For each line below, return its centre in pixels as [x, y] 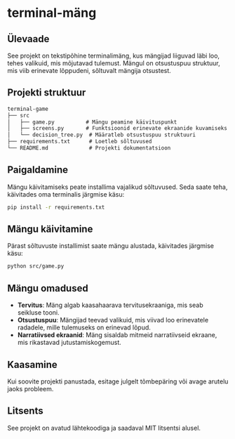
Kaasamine [32, 364]
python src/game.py [36, 266]
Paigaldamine [38, 170]
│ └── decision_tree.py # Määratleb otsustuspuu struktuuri [102, 135]
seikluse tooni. [38, 313]
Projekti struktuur [47, 93]
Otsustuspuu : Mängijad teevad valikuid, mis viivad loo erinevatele [113, 320]
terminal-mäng [52, 13]
